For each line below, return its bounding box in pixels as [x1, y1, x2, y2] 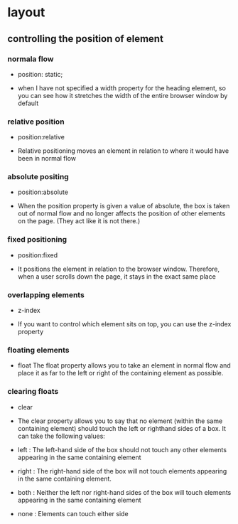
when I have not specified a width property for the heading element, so [17, 83, 226, 92]
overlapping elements [7, 289, 85, 299]
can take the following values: [17, 432, 105, 440]
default [17, 99, 39, 107]
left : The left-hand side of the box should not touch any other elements [17, 445, 227, 454]
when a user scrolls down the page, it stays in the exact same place [17, 272, 217, 281]
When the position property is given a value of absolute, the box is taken [17, 202, 230, 210]
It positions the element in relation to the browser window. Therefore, [17, 264, 220, 273]
